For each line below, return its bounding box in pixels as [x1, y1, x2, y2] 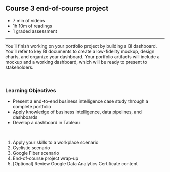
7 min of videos [12, 17, 45, 23]
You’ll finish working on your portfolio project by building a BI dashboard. [5, 42, 157, 49]
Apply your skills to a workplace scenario [12, 139, 99, 146]
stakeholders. [5, 64, 34, 70]
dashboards [12, 114, 38, 120]
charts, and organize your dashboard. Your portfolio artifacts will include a [5, 53, 160, 60]
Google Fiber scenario [12, 150, 59, 156]
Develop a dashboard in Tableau [12, 120, 80, 126]
